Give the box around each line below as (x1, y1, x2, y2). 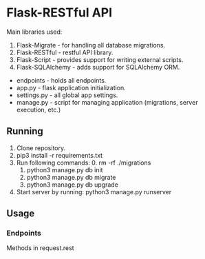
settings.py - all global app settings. (16, 91, 118, 99)
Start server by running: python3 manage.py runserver (16, 187, 172, 196)
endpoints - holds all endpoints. (16, 76, 107, 84)
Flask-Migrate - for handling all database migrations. (16, 41, 166, 49)
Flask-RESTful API (6, 5, 113, 21)
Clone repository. (16, 143, 66, 152)
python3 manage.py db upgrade (26, 180, 118, 189)
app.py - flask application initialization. (16, 83, 127, 92)
